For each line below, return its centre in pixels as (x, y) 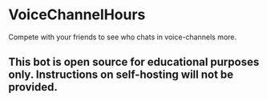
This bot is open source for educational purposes (134, 62)
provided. (33, 87)
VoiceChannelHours (77, 15)
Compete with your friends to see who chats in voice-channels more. (123, 37)
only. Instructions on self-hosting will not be (121, 75)
